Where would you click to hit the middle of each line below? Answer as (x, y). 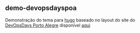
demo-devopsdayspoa (41, 8)
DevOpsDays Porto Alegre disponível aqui (48, 25)
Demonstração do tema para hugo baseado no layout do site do (70, 20)
